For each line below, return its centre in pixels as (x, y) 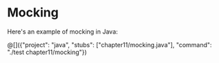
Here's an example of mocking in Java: (63, 32)
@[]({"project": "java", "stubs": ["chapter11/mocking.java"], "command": (109, 45)
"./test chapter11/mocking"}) (47, 52)
